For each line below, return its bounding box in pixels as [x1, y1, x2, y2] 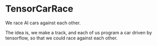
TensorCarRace [5, 3, 73, 15]
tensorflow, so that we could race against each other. [5, 35, 118, 41]
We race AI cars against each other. [5, 20, 81, 26]
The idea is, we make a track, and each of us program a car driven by [5, 29, 152, 35]
